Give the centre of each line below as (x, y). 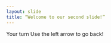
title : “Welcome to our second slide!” (56, 17)
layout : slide (24, 11)
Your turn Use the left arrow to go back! (55, 34)
